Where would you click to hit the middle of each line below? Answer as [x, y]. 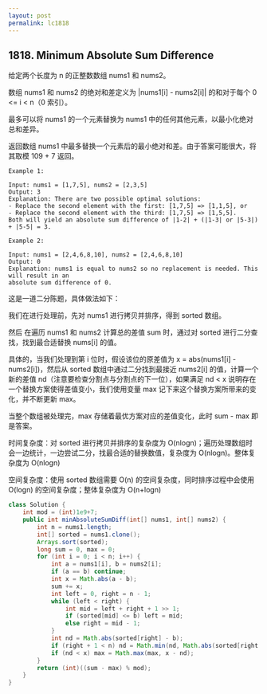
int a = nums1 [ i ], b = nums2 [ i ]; [106, 564]
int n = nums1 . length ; [75, 527]
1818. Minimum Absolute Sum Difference [111, 55]
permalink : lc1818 [39, 23]
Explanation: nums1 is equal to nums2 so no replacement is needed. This [133, 269]
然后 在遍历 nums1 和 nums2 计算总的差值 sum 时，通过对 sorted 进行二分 [130, 332]
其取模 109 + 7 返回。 [43, 156]
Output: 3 [25, 192]
